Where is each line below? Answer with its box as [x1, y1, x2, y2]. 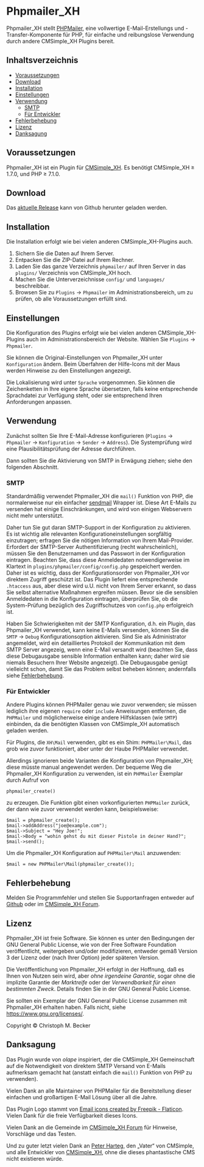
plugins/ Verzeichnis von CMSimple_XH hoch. [15, 269, 132, 277]
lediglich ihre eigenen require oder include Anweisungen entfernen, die [6, 707, 187, 715]
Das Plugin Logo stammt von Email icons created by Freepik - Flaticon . [6, 1105, 184, 1113]
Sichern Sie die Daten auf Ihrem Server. [15, 250, 114, 257]
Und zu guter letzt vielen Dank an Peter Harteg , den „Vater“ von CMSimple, [6, 1142, 194, 1149]
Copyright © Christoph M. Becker [6, 1022, 91, 1030]
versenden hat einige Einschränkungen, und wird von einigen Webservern [6, 506, 192, 513]
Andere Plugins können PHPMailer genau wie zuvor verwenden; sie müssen [6, 701, 197, 708]
